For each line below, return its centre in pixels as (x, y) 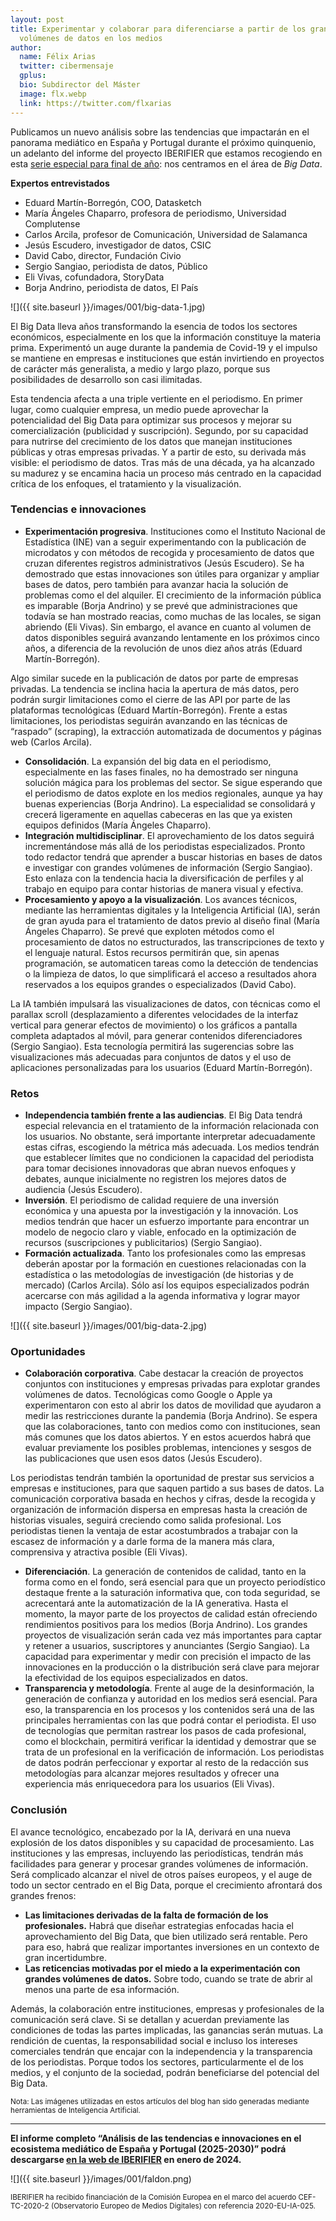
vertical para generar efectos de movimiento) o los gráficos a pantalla (154, 1025)
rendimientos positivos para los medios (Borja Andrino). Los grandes (166, 1625)
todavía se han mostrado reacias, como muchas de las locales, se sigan (173, 616)
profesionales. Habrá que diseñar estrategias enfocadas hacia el (159, 1925)
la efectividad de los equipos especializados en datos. (136, 1678)
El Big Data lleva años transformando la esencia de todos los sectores (154, 326)
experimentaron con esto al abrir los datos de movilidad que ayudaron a (173, 1405)
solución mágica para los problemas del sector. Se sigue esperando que (173, 782)
